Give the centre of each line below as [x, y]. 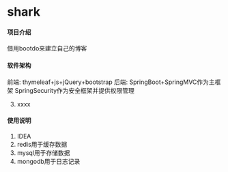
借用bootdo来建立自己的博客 [47, 48]
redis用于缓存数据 [42, 144]
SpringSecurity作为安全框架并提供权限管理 [75, 90]
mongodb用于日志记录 [48, 161]
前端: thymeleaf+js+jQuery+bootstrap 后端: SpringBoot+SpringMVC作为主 [111, 82]
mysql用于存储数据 [43, 153]
